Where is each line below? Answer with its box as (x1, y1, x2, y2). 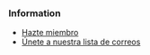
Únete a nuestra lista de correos (21, 36, 141, 47)
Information (8, 7, 61, 20)
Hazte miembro (21, 27, 79, 38)
